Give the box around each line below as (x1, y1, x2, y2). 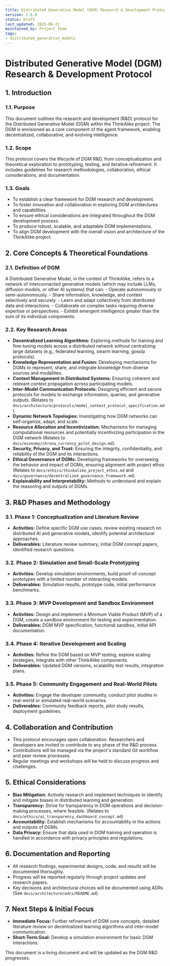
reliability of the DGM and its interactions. (12, 451, 99, 457)
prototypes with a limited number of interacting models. (12, 576, 129, 582)
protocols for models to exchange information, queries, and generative (12, 392, 160, 398)
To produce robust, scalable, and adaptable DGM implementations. (12, 223, 153, 229)
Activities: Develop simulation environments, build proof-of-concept (12, 571, 156, 577)
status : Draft (5, 17, 35, 22)
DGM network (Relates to (12, 435, 65, 441)
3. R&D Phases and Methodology (5, 498, 111, 507)
